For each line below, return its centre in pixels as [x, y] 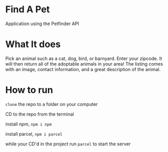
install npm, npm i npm [29, 124]
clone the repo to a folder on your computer [52, 104]
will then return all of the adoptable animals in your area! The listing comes [84, 64]
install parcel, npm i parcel [34, 134]
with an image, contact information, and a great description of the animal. [83, 69]
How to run [29, 90]
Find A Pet [28, 9]
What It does [33, 44]
